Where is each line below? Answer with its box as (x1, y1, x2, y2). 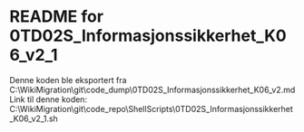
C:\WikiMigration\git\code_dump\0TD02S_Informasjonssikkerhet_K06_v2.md (9, 84, 296, 95)
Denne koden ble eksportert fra (9, 74, 127, 85)
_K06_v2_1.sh (9, 113, 59, 124)
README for (9, 6, 104, 27)
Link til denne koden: (9, 93, 88, 105)
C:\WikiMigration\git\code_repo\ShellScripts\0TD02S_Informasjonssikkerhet (9, 103, 293, 114)
